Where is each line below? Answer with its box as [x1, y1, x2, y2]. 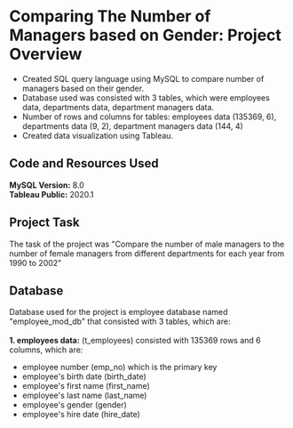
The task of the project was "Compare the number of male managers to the [9, 238, 285, 249]
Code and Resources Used [9, 156, 159, 171]
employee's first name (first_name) [21, 381, 151, 392]
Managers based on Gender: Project [9, 25, 282, 45]
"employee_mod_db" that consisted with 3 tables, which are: [9, 316, 231, 327]
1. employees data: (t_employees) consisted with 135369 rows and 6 [9, 335, 261, 346]
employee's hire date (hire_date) [21, 409, 140, 420]
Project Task [9, 215, 80, 230]
